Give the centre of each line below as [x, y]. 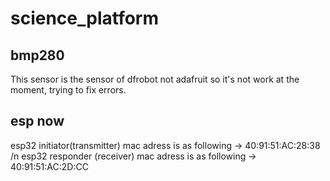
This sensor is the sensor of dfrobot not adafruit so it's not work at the [155, 79]
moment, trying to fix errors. [68, 90]
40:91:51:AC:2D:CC [49, 166]
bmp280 [37, 55]
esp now [37, 121]
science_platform [85, 18]
